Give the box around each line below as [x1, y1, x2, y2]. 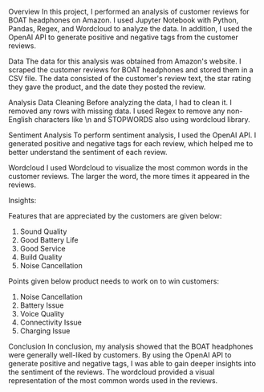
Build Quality [19, 252, 63, 262]
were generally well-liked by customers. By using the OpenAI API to [8, 350, 232, 360]
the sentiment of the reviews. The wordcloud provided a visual [8, 367, 215, 377]
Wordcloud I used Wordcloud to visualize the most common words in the [8, 163, 249, 172]
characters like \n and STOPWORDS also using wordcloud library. [34, 115, 250, 124]
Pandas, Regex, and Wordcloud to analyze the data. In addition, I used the [8, 24, 253, 33]
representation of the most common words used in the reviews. [8, 376, 218, 385]
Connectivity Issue [19, 317, 82, 327]
